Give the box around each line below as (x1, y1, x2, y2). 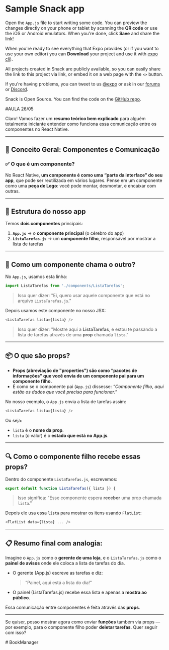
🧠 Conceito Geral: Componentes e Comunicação (5, 145, 160, 154)
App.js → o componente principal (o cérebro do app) (12, 230, 124, 236)
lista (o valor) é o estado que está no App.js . (12, 432, 109, 438)
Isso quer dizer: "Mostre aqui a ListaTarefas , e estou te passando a (17, 326, 157, 332)
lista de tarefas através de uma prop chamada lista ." (17, 332, 129, 337)
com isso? (5, 629, 27, 636)
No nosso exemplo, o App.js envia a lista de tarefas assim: (5, 398, 127, 405)
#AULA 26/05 (5, 106, 34, 112)
